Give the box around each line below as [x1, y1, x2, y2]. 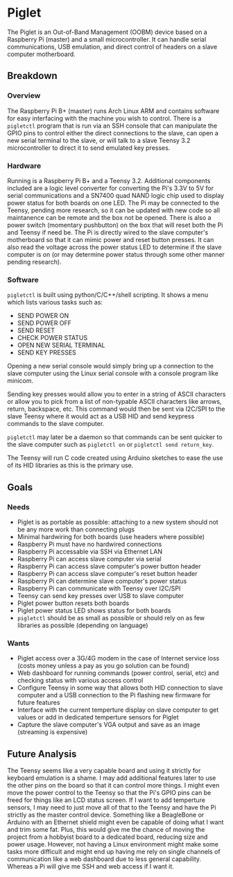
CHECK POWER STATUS [17, 334, 88, 342]
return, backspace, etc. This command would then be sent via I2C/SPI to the [7, 405, 225, 414]
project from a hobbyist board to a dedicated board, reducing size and [7, 833, 208, 841]
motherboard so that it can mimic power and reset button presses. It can [7, 235, 214, 244]
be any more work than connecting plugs [17, 525, 135, 534]
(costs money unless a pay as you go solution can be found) [17, 661, 190, 670]
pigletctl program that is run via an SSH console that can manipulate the [7, 121, 218, 130]
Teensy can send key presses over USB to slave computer [17, 591, 184, 599]
